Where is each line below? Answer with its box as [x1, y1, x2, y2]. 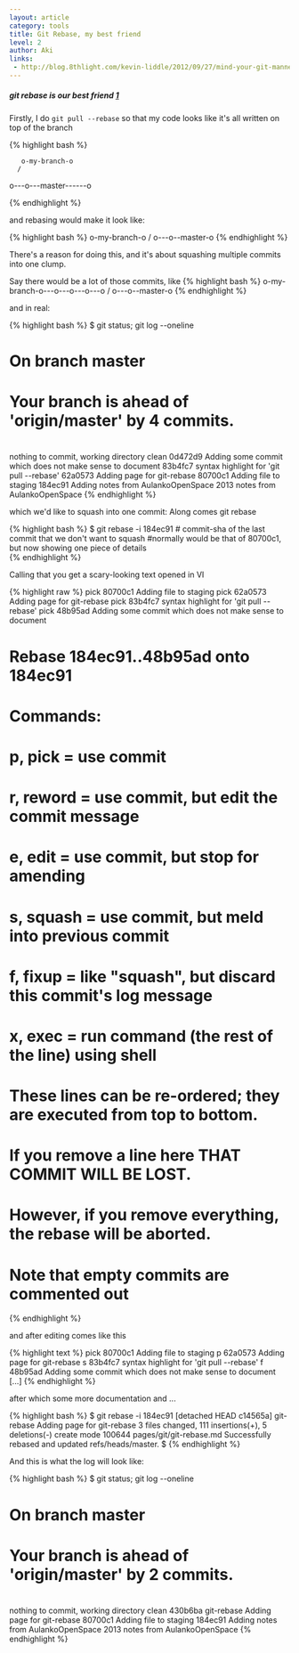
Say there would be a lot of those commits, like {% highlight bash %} [9, 275, 262, 286]
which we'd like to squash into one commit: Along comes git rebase [9, 507, 257, 517]
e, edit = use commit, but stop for [9, 847, 260, 867]
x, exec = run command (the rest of [9, 1026, 274, 1046]
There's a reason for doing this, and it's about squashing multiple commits [9, 248, 282, 259]
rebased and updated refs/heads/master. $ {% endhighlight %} [9, 1439, 241, 1450]
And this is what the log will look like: [9, 1456, 144, 1467]
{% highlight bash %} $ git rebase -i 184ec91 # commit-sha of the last [9, 524, 265, 534]
